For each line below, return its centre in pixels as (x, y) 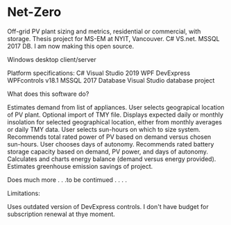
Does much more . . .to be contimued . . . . (67, 180)
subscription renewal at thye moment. (61, 214)
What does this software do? (48, 94)
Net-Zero (34, 12)
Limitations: (24, 193)
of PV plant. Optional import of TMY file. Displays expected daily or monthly (115, 115)
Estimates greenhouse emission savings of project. (80, 166)
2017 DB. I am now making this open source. (70, 46)
